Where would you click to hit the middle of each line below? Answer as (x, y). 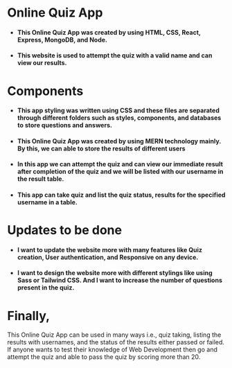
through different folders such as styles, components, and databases (119, 118)
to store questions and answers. (65, 125)
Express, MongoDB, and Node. (62, 40)
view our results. (42, 63)
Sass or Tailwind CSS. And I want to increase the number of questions (120, 280)
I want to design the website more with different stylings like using (115, 273)
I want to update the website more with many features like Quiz (110, 249)
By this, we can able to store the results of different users (101, 148)
